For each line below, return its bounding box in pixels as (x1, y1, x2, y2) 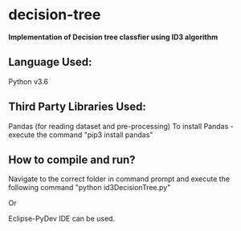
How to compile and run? (8, 152, 136, 166)
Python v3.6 (8, 76, 49, 86)
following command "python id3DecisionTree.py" (8, 183, 171, 192)
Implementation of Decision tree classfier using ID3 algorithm (8, 32, 219, 42)
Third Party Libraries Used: (8, 100, 147, 114)
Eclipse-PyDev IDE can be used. (8, 214, 115, 224)
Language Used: (8, 55, 92, 69)
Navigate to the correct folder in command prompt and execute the (8, 174, 231, 184)
